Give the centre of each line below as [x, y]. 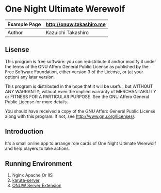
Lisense [17, 50]
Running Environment [39, 163]
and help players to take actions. [38, 148]
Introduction [24, 132]
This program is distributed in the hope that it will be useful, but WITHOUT [79, 86]
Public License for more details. [37, 102]
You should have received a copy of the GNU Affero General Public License [80, 111]
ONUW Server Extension [37, 186]
